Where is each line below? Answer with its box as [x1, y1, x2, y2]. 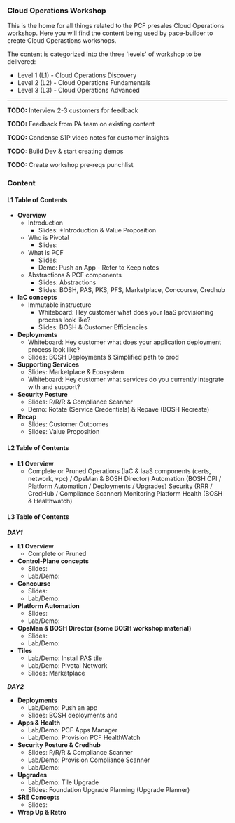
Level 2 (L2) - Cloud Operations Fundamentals [17, 79, 152, 87]
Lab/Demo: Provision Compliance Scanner [27, 756, 150, 764]
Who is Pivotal [27, 234, 69, 242]
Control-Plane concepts [17, 557, 90, 565]
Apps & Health [17, 718, 61, 727]
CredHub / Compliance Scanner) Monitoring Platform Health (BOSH [27, 489, 222, 497]
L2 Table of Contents [7, 444, 69, 452]
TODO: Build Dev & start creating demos [7, 147, 124, 156]
